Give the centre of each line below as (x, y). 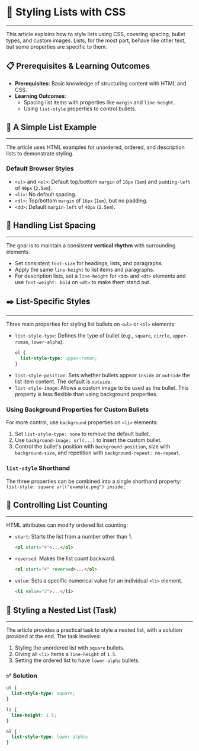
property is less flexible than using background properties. (86, 394)
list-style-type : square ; (44, 693)
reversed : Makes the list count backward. (65, 559)
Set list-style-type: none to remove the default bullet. (83, 434)
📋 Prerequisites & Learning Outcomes (78, 66)
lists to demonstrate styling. (40, 153)
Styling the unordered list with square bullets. (70, 647)
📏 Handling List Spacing (51, 226)
